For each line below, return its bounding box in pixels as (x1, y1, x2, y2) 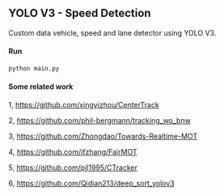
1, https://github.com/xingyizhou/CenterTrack (8, 100, 159, 110)
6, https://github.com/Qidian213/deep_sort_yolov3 (8, 178, 175, 189)
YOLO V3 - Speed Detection (8, 6, 151, 20)
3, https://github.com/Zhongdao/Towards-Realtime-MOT (8, 131, 198, 141)
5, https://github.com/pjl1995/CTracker (8, 163, 138, 173)
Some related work (8, 82, 74, 92)
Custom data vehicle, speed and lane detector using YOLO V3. (8, 28, 217, 37)
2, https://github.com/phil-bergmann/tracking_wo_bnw (8, 116, 192, 126)
